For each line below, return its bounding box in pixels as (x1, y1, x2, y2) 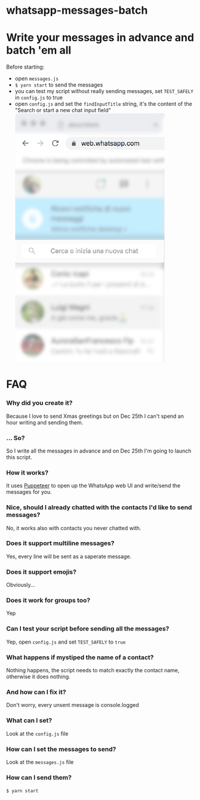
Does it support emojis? (6, 568, 76, 576)
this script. (6, 453, 32, 460)
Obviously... (6, 581, 36, 589)
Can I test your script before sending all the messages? (6, 624, 170, 633)
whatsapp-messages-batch (6, 4, 148, 17)
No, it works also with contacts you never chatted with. (6, 524, 141, 531)
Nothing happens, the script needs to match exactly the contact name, (6, 666, 180, 673)
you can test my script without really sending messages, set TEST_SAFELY (14, 88, 194, 95)
